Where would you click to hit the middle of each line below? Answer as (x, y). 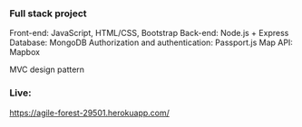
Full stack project (49, 14)
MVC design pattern (47, 69)
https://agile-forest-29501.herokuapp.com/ (90, 113)
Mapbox (25, 52)
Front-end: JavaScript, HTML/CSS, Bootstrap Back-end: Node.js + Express (149, 33)
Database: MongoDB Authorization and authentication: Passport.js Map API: (151, 42)
